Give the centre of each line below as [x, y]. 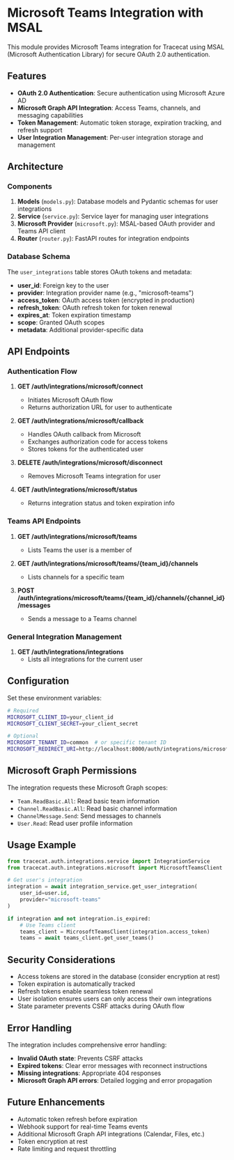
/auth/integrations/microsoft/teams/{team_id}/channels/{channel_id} [121, 597]
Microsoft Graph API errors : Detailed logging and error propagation [115, 1080]
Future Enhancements [56, 1103]
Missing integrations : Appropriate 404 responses [89, 1073]
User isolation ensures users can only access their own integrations [115, 999]
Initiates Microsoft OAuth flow [70, 400]
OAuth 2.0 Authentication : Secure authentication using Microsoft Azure [121, 93]
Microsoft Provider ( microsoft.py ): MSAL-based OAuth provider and [116, 224]
